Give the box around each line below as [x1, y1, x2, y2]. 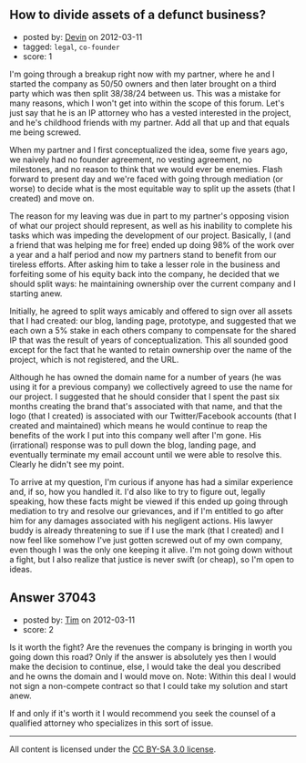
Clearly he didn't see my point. [9, 459, 125, 469]
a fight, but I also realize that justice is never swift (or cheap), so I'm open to [9, 553, 294, 564]
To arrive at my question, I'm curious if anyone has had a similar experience [9, 476, 293, 487]
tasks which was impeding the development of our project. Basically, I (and [9, 230, 291, 241]
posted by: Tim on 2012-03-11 [22, 614, 135, 625]
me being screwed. [9, 127, 82, 138]
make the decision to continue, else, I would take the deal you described [9, 661, 281, 672]
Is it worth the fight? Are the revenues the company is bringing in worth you [9, 642, 293, 653]
